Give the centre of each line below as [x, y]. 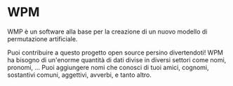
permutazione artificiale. [42, 38]
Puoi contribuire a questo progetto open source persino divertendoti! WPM [115, 52]
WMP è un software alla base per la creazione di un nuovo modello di [107, 31]
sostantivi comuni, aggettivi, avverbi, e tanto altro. [80, 75]
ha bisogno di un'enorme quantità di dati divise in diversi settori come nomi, [117, 59]
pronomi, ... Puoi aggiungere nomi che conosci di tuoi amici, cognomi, [108, 67]
